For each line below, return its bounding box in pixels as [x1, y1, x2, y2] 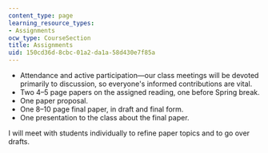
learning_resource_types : [8, 19, 94, 27]
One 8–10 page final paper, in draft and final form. [19, 104, 184, 114]
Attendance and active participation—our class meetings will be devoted [19, 71, 259, 80]
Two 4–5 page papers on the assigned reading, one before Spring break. [19, 88, 260, 96]
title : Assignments [8, 41, 74, 49]
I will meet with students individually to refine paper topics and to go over [8, 128, 250, 138]
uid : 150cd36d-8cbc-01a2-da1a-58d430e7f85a [8, 49, 156, 57]
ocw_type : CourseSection [8, 33, 91, 42]
